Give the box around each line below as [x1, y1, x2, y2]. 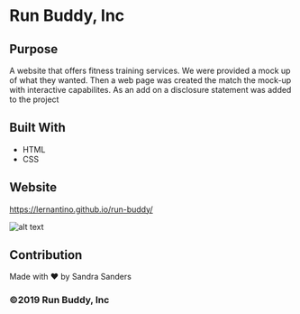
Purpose [9, 42, 59, 57]
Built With [9, 120, 66, 135]
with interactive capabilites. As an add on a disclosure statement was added [9, 85, 292, 95]
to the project [9, 94, 59, 105]
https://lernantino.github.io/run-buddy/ [9, 204, 153, 215]
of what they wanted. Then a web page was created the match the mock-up [9, 75, 292, 86]
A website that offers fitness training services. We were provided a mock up [9, 65, 291, 76]
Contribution [9, 247, 83, 263]
